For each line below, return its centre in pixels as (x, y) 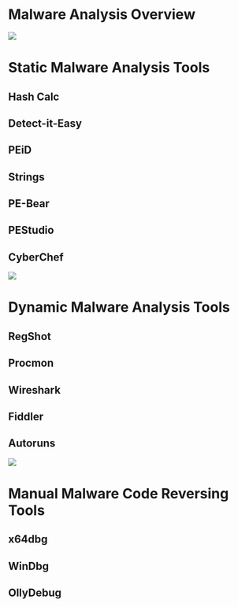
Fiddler (26, 417)
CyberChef (36, 257)
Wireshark (35, 390)
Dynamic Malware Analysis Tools (119, 307)
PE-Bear (29, 204)
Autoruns (32, 444)
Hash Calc (34, 96)
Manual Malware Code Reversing (119, 494)
